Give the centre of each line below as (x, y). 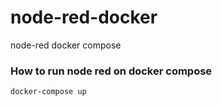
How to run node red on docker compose (111, 71)
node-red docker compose (66, 45)
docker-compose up (48, 92)
